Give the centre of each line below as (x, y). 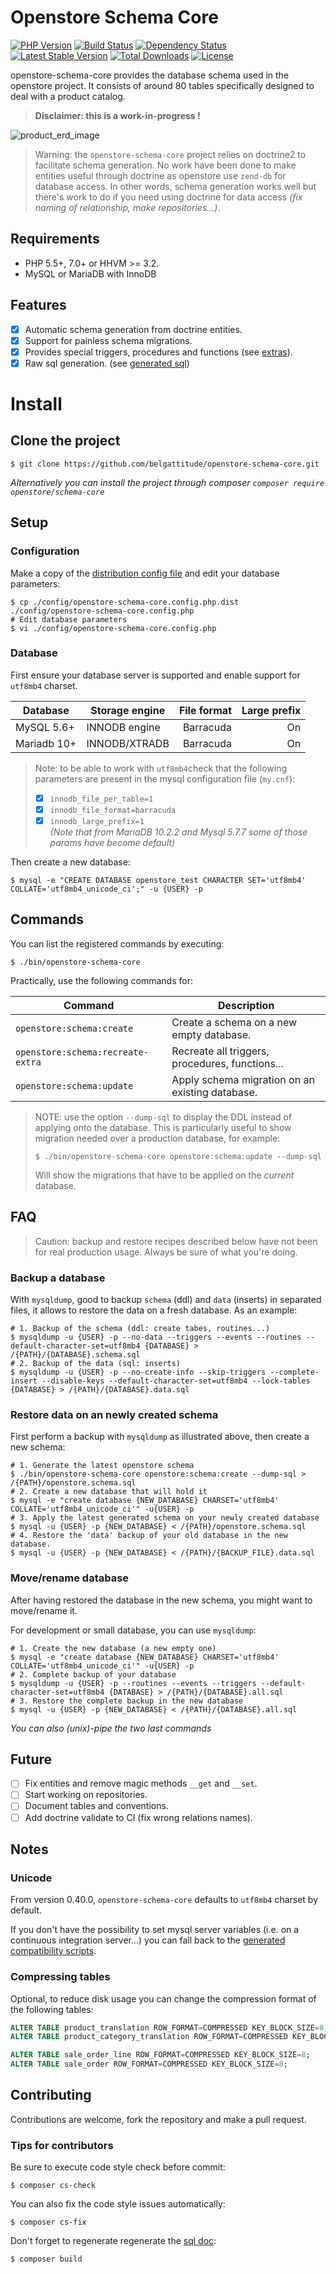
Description (246, 1005)
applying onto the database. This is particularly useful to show (163, 1127)
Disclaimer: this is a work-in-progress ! (117, 115)
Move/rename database (70, 1578)
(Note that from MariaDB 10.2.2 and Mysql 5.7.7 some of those (178, 832)
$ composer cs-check (53, 2186)
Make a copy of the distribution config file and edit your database (145, 573)
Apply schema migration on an (243, 1079)
